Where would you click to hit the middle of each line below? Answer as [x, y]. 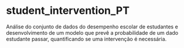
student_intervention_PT [68, 11]
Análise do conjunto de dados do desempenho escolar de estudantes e [92, 27]
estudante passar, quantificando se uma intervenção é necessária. [86, 39]
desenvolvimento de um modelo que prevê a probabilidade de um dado [92, 32]
